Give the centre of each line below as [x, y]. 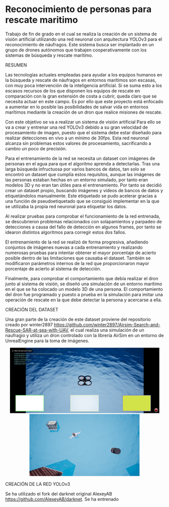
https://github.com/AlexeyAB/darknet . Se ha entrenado [62, 499]
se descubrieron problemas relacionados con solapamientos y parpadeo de [84, 221]
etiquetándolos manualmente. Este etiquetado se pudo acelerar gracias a [81, 196]
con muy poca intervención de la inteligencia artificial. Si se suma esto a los [84, 85]
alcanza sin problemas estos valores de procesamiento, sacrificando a [78, 143]
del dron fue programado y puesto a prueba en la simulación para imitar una [84, 294]
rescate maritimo [41, 20]
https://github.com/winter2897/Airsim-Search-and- [107, 324]
